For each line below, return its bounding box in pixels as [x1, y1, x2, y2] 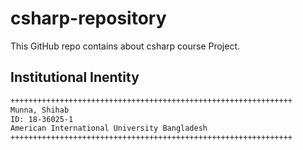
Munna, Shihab [10, 105, 70, 115]
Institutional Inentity [10, 69, 140, 86]
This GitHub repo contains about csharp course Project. [10, 40, 241, 52]
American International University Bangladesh [10, 123, 208, 134]
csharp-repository [10, 7, 167, 30]
